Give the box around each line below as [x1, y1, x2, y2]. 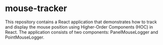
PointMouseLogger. [5, 34, 45, 40]
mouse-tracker [5, 3, 67, 14]
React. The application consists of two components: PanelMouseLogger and [5, 29, 158, 35]
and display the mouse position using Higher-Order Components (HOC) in [5, 24, 153, 30]
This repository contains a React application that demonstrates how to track [5, 19, 157, 25]
